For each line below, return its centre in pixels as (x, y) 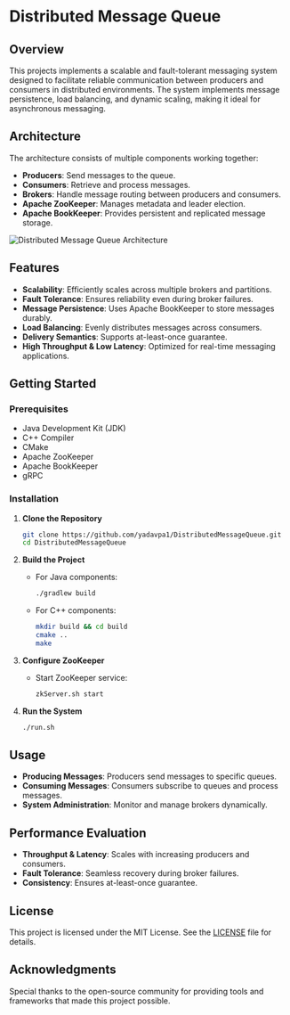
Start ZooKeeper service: (81, 677)
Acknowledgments (63, 970)
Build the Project (53, 560)
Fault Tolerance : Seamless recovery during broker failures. (130, 873)
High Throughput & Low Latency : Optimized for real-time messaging (149, 346)
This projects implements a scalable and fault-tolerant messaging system (143, 70)
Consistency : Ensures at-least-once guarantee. (110, 883)
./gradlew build (65, 593)
